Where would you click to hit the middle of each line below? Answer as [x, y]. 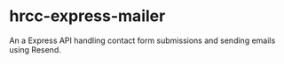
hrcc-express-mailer [87, 16]
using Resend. [35, 49]
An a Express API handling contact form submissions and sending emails [142, 40]
